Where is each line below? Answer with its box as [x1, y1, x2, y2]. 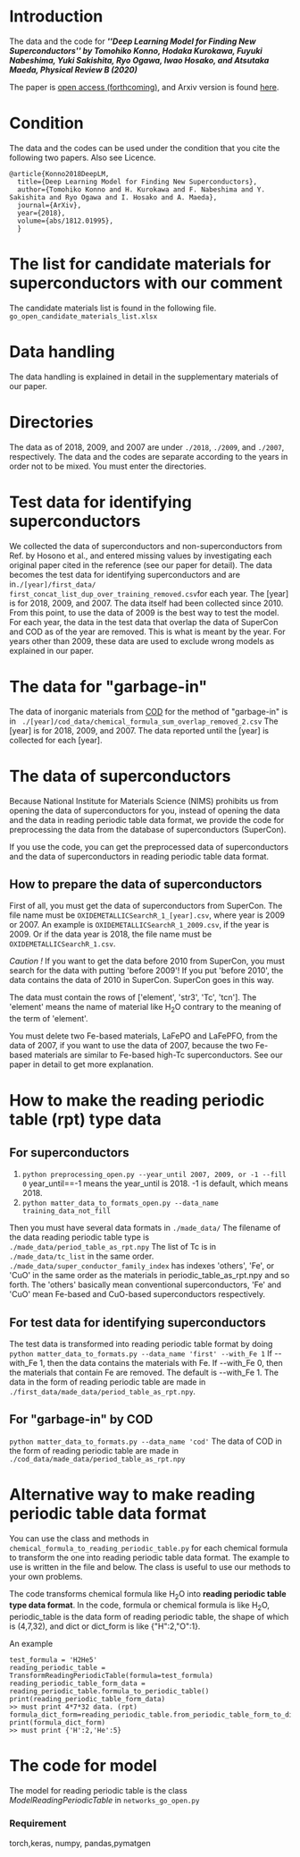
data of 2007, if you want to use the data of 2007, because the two [9, 1040, 254, 1051]
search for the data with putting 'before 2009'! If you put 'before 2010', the [9, 965, 284, 976]
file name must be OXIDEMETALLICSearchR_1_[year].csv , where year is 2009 [9, 910, 286, 920]
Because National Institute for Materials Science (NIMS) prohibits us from [9, 795, 279, 806]
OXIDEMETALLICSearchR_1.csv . [9, 938, 116, 949]
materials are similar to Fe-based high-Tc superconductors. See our [34, 1049, 283, 1061]
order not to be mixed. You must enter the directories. [9, 461, 207, 471]
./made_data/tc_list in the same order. [9, 1251, 154, 1262]
